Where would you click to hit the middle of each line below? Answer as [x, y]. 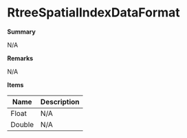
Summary [21, 32]
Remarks [20, 58]
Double [22, 124]
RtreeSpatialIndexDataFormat [93, 13]
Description [60, 102]
